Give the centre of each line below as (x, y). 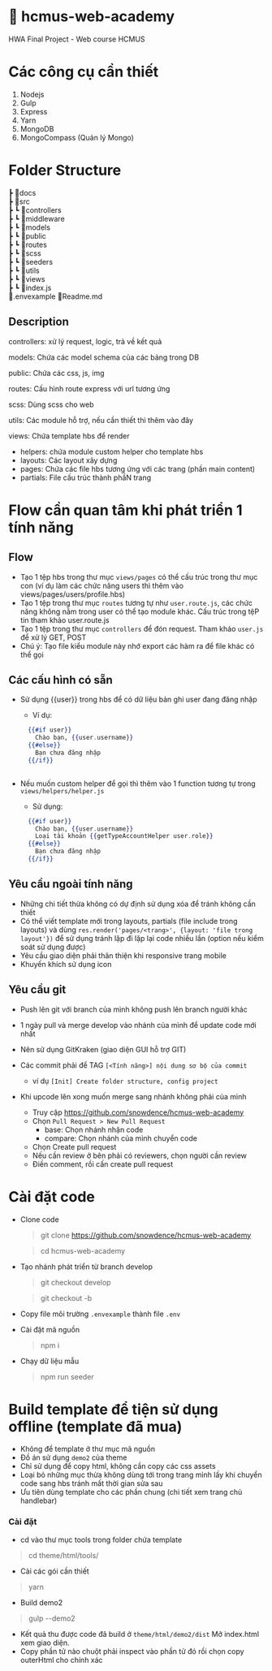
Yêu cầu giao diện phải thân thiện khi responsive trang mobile (123, 955)
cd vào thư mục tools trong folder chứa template (101, 1539)
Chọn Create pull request (74, 1146)
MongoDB (37, 128)
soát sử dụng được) (53, 947)
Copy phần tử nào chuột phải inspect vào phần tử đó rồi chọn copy (132, 1651)
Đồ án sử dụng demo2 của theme (73, 1457)
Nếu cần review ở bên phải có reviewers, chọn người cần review (140, 1155)
